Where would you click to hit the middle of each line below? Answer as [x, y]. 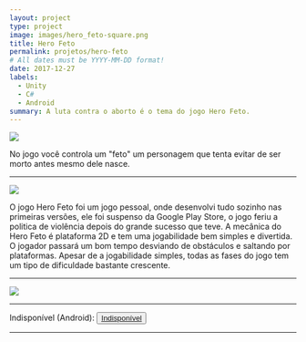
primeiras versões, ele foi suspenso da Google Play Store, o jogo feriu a [144, 217]
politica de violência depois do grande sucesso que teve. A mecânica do [146, 227]
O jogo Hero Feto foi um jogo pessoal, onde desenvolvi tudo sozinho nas [146, 207]
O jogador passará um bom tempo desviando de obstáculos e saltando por [150, 246]
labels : [24, 78]
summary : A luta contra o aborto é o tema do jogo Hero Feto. [130, 111]
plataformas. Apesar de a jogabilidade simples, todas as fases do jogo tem [149, 255]
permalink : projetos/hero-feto [69, 52]
